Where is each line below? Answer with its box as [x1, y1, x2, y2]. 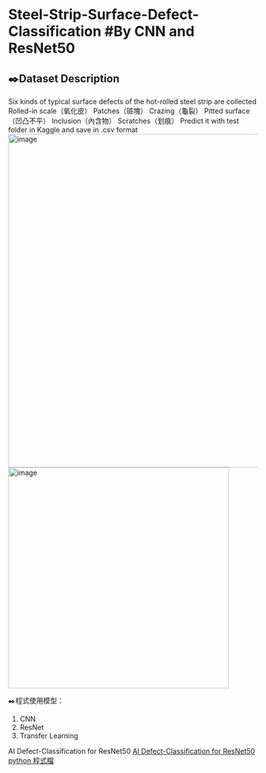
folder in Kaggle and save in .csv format [8, 125, 139, 134]
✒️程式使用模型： [8, 696, 65, 705]
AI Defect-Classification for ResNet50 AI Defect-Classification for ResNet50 [8, 747, 256, 756]
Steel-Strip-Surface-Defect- [8, 6, 199, 24]
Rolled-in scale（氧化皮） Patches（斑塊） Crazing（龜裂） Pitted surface [8, 106, 251, 116]
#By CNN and [104, 22, 196, 40]
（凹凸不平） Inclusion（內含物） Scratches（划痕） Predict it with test [8, 117, 240, 125]
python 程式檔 [8, 756, 54, 765]
